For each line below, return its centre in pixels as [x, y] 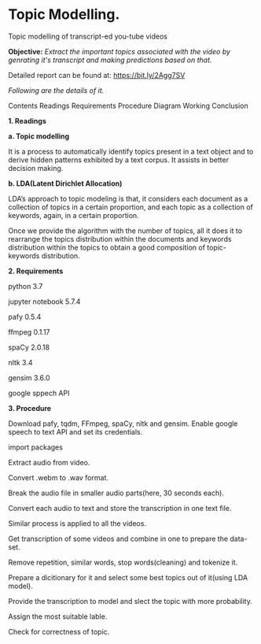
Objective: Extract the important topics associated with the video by [119, 51]
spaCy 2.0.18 [29, 347]
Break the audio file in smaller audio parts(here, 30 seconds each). [116, 493]
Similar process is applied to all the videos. [77, 523]
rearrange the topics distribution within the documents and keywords [120, 239]
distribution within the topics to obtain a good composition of [107, 247]
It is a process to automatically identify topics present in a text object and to [131, 151]
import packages [35, 447]
